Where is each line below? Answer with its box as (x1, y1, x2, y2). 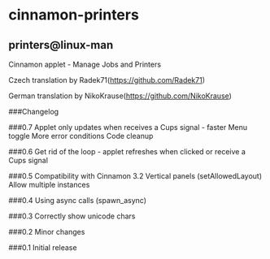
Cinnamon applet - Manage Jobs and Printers (8, 59, 161, 69)
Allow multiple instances (8, 180, 90, 189)
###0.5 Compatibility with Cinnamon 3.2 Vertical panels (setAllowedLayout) (8, 171, 263, 180)
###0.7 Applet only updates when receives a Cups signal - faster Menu (8, 123, 248, 132)
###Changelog (8, 107, 59, 116)
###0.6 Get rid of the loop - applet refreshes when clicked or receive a (8, 147, 246, 156)
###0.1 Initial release (8, 243, 77, 253)
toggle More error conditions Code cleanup (8, 132, 154, 140)
